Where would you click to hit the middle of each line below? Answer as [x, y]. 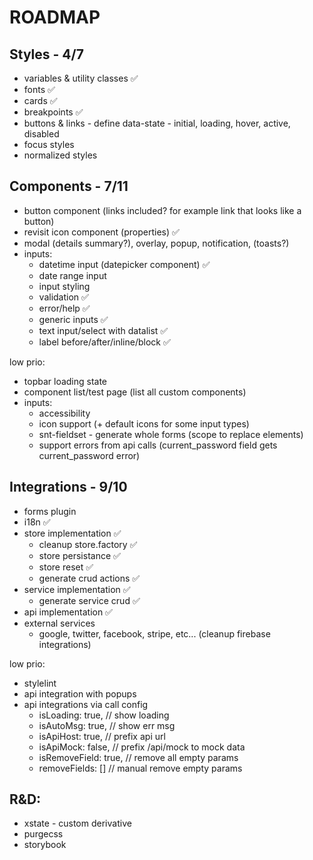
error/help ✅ [64, 308]
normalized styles [60, 155]
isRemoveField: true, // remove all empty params [138, 757]
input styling [64, 286]
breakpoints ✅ [53, 112]
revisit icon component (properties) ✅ [101, 232]
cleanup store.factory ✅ [88, 544]
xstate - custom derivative [77, 823]
